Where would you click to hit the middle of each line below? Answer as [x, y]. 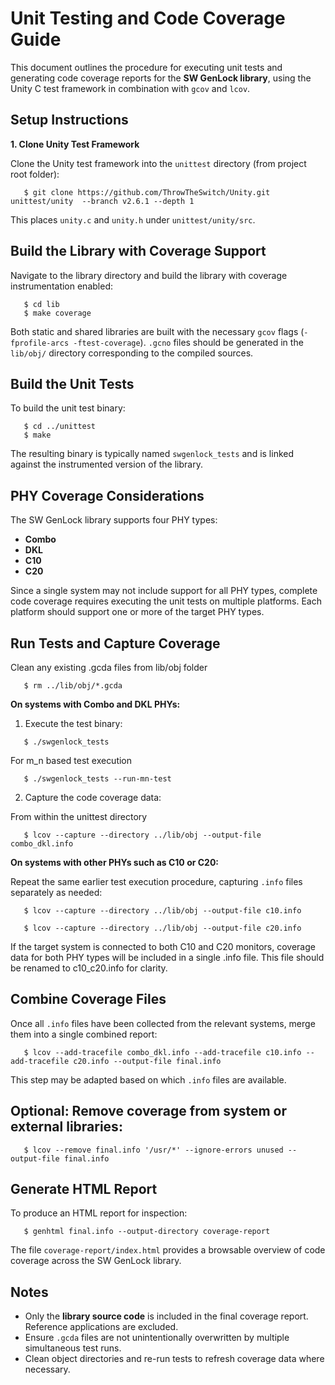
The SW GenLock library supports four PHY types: [114, 520]
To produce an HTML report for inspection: [99, 1213]
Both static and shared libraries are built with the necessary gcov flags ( [157, 331]
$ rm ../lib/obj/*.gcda [73, 686]
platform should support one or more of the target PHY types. [137, 612]
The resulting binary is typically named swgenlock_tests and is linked [152, 454]
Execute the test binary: [73, 723]
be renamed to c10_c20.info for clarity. [89, 968]
